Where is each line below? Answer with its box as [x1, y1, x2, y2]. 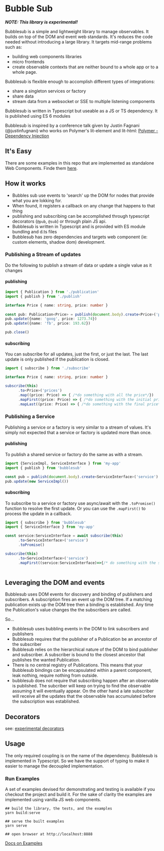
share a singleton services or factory [12, 88, 86, 94]
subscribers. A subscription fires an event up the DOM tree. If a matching [5, 597, 152, 602]
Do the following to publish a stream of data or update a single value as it [5, 262, 152, 268]
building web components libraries [12, 53, 82, 59]
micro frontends [12, 59, 45, 64]
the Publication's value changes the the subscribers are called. [5, 607, 132, 613]
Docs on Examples [5, 840, 43, 846]
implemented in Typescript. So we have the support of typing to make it [5, 758, 149, 764]
